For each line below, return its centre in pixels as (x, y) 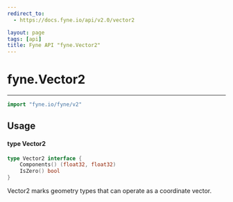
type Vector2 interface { (44, 158)
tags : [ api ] (24, 39)
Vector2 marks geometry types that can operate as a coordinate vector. (110, 191)
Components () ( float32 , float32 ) (68, 165)
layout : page (26, 33)
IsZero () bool (40, 171)
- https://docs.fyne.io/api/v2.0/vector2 (74, 20)
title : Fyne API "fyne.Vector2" (54, 46)
